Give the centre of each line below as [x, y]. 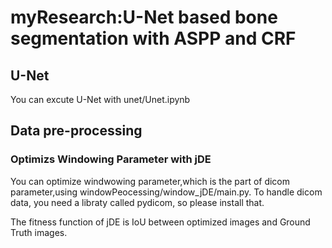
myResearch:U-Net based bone [144, 17]
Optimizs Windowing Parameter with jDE [111, 159]
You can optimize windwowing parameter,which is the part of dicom [150, 181]
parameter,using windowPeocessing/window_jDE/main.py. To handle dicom [166, 192]
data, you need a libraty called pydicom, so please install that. [137, 202]
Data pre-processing [76, 131]
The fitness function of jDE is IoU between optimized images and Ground [160, 222]
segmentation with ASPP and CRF [153, 38]
